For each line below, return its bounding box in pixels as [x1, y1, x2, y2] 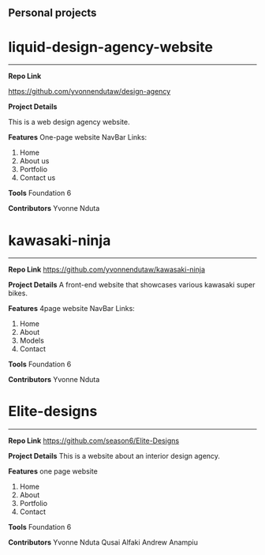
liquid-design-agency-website [8, 38, 213, 56]
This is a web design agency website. [8, 118, 130, 127]
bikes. [8, 288, 28, 298]
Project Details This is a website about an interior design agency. [8, 452, 221, 461]
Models [19, 336, 45, 346]
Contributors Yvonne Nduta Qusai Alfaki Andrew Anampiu [8, 538, 199, 547]
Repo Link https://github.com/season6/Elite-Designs [8, 436, 180, 445]
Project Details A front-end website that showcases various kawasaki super [8, 280, 256, 290]
